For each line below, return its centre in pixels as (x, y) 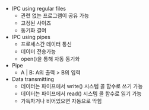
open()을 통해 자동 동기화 (50, 59)
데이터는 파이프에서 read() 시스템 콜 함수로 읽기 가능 (81, 93)
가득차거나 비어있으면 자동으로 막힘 (61, 101)
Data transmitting (33, 79)
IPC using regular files (39, 9)
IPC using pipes (31, 37)
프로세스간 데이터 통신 (46, 44)
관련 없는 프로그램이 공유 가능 (55, 15)
